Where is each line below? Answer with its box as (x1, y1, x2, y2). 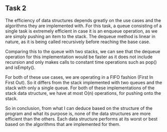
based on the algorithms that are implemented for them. (5, 121, 121, 127)
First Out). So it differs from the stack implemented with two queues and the (5, 79, 162, 85)
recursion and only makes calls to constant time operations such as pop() (5, 59, 157, 65)
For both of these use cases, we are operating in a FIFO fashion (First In (5, 74, 153, 80)
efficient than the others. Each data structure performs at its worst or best (5, 115, 158, 122)
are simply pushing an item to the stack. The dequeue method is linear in (5, 33, 155, 39)
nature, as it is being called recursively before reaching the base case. (5, 39, 150, 45)
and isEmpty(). (5, 64, 36, 70)
